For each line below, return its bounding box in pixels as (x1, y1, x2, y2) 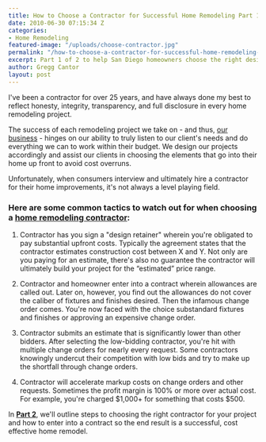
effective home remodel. (8, 426, 89, 436)
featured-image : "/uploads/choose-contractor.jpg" (8, 41, 179, 49)
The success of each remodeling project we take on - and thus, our (8, 125, 228, 134)
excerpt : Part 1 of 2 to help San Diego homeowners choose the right (8, 56, 243, 64)
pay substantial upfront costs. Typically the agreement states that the (19, 238, 247, 248)
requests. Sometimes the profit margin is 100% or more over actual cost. (19, 386, 256, 395)
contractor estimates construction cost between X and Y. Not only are (19, 247, 248, 256)
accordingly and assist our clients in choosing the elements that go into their (8, 150, 257, 160)
